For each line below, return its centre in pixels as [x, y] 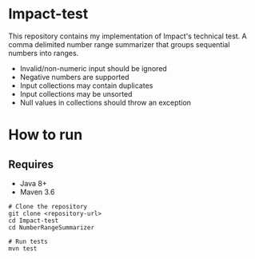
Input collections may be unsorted [76, 94]
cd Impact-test [34, 221]
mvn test [23, 249]
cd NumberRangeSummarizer [51, 227]
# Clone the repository [48, 206]
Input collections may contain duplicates [86, 86]
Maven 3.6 [37, 192]
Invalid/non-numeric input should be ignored [94, 68]
